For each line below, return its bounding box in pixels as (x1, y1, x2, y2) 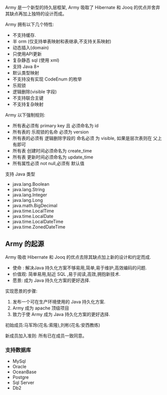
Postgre (12, 374, 29, 380)
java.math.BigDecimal (12, 203, 58, 208)
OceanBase (12, 369, 37, 375)
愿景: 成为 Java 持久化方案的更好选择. (12, 277, 90, 283)
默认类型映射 (12, 70, 39, 75)
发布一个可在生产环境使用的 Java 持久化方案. (12, 298, 106, 304)
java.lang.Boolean (12, 181, 50, 187)
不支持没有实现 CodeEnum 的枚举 (12, 76, 82, 82)
